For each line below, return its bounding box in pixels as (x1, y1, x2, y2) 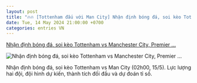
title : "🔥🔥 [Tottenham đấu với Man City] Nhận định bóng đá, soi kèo (6, 14, 181, 20)
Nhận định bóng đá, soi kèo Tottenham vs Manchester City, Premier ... (6, 41, 176, 48)
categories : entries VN (6, 25, 65, 31)
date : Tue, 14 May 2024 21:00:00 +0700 (6, 19, 104, 25)
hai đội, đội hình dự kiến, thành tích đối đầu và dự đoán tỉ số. (6, 70, 152, 77)
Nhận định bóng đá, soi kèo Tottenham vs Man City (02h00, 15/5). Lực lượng (6, 64, 192, 71)
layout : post (6, 8, 38, 15)
